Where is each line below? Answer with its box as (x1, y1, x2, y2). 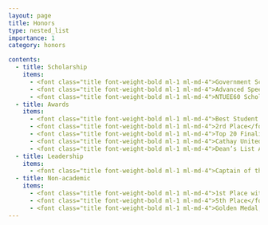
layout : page (8, 11, 52, 20)
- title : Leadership (15, 152, 84, 160)
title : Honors (8, 19, 56, 27)
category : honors (8, 41, 66, 49)
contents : (8, 56, 41, 64)
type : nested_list (8, 26, 69, 34)
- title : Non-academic (15, 175, 91, 183)
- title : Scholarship (15, 63, 88, 72)
